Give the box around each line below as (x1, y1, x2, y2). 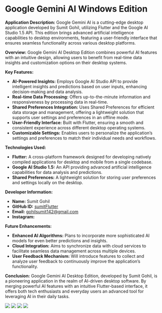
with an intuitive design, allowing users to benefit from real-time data (5, 54, 142, 60)
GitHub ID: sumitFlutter (12, 203, 59, 209)
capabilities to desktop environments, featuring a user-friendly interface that (5, 35, 157, 41)
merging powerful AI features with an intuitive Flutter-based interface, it (5, 283, 148, 289)
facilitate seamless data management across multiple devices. (12, 248, 136, 254)
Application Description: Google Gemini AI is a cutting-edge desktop (5, 19, 144, 25)
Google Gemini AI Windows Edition (5, 3, 148, 15)
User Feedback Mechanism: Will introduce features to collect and (12, 253, 144, 259)
